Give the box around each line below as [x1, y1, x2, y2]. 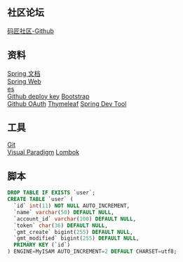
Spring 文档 [7, 69, 41, 77]
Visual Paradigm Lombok [7, 148, 79, 157]
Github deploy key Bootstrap [7, 92, 90, 100]
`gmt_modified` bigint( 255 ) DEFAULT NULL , [13, 235, 140, 242]
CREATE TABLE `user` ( [7, 196, 74, 203]
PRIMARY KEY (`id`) [13, 242, 71, 249]
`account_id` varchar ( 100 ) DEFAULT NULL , [13, 215, 137, 223]
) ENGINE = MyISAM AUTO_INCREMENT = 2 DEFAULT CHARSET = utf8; [7, 248, 177, 255]
